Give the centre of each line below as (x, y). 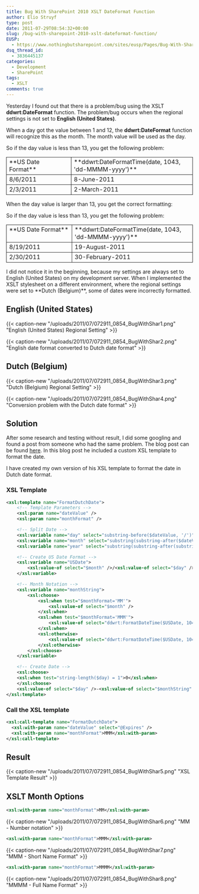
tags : (13, 78)
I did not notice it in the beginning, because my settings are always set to (95, 272)
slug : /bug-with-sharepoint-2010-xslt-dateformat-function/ (82, 34)
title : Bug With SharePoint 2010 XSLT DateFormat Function (81, 12)
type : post (20, 23)
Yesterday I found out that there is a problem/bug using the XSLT (85, 106)
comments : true (25, 89)
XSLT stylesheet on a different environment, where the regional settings (94, 284)
